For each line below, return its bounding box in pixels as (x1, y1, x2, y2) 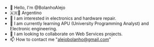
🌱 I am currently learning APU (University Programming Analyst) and (9, 21, 149, 26)
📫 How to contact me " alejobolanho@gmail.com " (9, 37, 111, 42)
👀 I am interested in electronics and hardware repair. (9, 15, 116, 21)
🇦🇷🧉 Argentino (9, 10, 42, 16)
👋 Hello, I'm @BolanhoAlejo (9, 5, 66, 10)
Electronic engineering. (9, 26, 58, 31)
